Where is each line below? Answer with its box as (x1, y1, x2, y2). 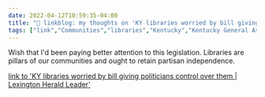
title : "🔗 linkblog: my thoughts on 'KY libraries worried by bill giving (8, 19, 259, 27)
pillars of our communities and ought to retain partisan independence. (8, 56, 235, 65)
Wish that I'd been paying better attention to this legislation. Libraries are (8, 48, 244, 58)
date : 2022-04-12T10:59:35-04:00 (8, 11, 118, 20)
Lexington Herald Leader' (8, 80, 91, 89)
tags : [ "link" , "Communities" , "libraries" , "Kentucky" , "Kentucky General (8, 26, 248, 34)
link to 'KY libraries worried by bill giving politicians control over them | (8, 72, 238, 81)
